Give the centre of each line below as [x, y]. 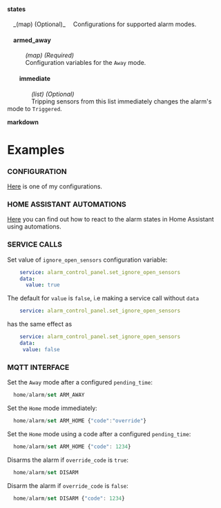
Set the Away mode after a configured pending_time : [80, 382]
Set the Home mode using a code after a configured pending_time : [99, 433]
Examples [36, 149]
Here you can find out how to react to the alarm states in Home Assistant [110, 219]
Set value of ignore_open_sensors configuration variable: [87, 260]
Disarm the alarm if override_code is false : [68, 485]
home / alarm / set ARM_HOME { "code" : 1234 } [72, 447]
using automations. [35, 226]
